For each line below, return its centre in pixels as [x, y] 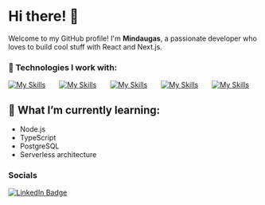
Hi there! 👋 [44, 16]
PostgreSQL [39, 146]
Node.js [33, 129]
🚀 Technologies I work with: [63, 67]
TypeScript [38, 138]
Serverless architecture [58, 155]
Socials [23, 175]
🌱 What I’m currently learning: [84, 110]
